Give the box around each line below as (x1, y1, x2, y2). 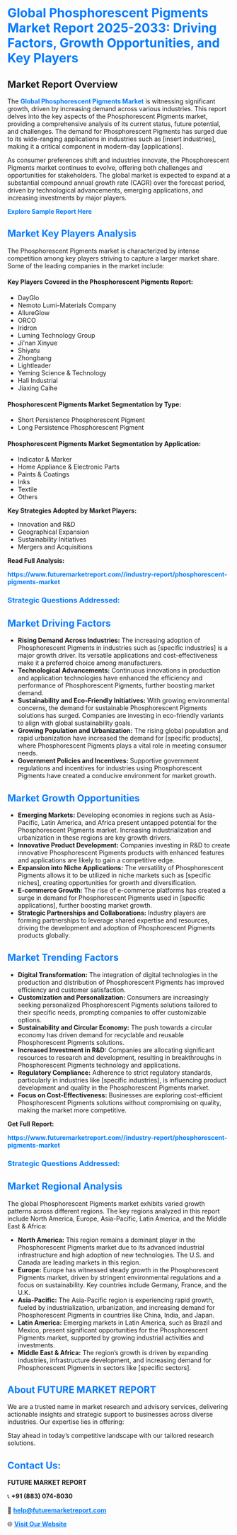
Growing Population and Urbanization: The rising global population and (17, 726, 229, 735)
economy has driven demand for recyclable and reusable (17, 1030, 185, 1039)
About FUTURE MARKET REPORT (7, 1383, 157, 1396)
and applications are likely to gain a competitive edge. (17, 855, 175, 864)
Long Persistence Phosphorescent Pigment (17, 423, 144, 432)
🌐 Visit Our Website (7, 1520, 67, 1529)
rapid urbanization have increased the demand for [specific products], (17, 734, 223, 743)
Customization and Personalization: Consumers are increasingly (17, 993, 209, 1001)
